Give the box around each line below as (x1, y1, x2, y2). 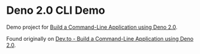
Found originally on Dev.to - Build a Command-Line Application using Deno (6, 35, 194, 42)
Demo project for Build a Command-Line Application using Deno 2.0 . (6, 23, 178, 31)
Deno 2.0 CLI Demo (6, 4, 105, 17)
